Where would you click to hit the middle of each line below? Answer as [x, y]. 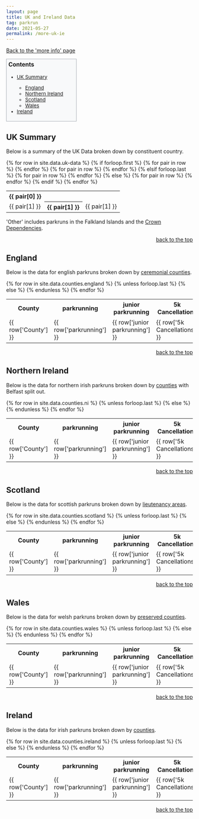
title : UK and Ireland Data [41, 17]
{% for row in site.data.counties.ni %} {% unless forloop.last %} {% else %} [98, 403]
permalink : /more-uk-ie [36, 34]
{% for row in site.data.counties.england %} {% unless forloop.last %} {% [96, 284]
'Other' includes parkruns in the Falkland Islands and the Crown [84, 222]
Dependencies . [25, 228]
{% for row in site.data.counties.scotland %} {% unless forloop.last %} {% [97, 516]
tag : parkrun [22, 23]
